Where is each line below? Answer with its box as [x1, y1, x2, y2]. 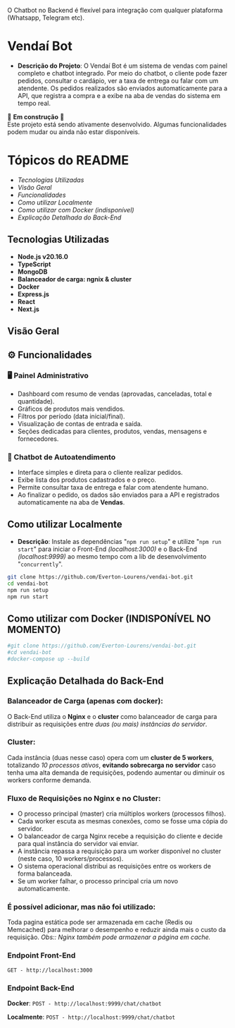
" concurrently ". [17, 560, 63, 568]
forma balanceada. [17, 869, 72, 878]
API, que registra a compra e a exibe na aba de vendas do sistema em [17, 91, 220, 99]
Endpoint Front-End [7, 950, 76, 960]
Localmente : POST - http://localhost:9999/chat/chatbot [7, 1012, 176, 1021]
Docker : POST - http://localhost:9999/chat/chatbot [7, 998, 162, 1008]
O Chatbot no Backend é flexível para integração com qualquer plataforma [7, 6, 223, 14]
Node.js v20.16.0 [17, 252, 68, 260]
